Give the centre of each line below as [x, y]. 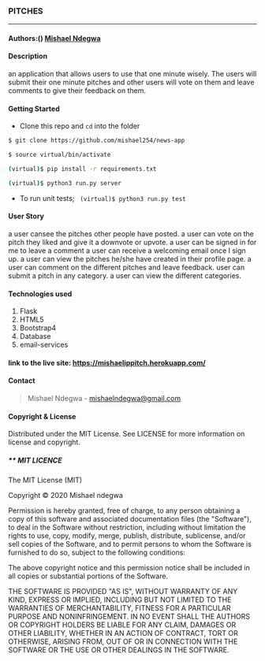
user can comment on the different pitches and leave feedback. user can [127, 267]
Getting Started [34, 109]
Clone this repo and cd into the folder [80, 126]
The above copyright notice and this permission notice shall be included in [129, 568]
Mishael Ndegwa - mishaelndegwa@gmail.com [104, 398]
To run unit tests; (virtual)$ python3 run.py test [103, 198]
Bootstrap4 [38, 328]
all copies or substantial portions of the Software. [88, 576]
